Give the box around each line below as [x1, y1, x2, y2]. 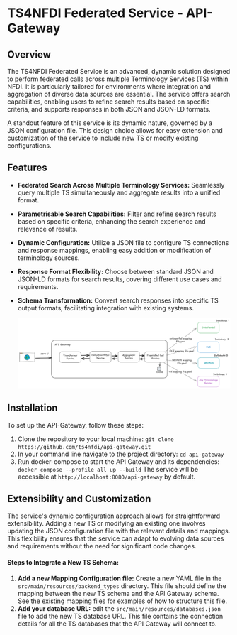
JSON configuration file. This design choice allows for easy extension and [7, 126, 223, 134]
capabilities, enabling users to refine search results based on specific [7, 97, 210, 106]
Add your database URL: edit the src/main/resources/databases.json [17, 604, 221, 612]
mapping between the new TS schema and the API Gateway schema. [17, 589, 219, 597]
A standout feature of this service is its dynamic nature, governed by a [7, 119, 213, 127]
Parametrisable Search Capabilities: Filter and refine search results [17, 210, 217, 218]
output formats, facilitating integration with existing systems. [17, 303, 195, 312]
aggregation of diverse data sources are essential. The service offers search [7, 90, 231, 98]
